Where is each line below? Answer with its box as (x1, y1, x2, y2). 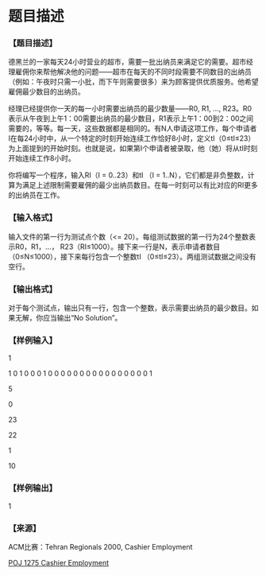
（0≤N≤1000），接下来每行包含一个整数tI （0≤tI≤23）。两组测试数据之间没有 (8, 251, 256, 261)
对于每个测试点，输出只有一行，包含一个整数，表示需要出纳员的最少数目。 (8, 303, 252, 313)
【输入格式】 (8, 212, 58, 223)
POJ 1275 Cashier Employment (8, 558, 110, 567)
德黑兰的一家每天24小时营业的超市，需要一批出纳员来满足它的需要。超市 (8, 57, 247, 67)
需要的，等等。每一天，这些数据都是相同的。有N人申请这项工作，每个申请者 (8, 124, 257, 134)
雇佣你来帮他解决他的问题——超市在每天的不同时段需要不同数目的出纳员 (14, 67, 252, 76)
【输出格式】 (8, 283, 58, 294)
